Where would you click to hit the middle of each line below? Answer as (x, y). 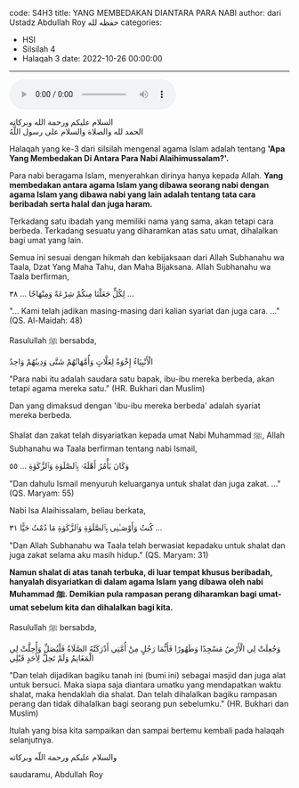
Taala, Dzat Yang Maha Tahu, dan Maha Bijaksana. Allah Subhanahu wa (140, 267)
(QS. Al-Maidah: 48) (46, 320)
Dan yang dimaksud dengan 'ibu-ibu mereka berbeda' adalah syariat (135, 406)
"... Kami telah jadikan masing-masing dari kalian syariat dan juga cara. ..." (145, 311)
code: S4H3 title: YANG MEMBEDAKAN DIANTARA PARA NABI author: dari (145, 13)
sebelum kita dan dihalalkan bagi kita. (102, 607)
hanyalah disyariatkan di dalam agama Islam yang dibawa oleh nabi (137, 582)
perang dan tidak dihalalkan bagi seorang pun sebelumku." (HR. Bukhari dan (149, 704)
